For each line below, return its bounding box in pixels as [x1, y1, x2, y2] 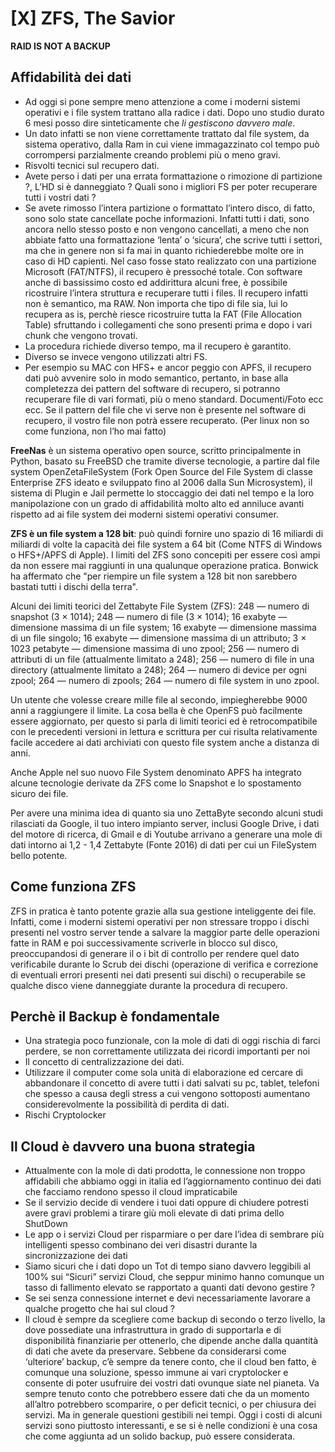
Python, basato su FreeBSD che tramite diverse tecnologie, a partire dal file [10, 455, 320, 467]
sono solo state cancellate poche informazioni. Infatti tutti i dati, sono [24, 212, 310, 224]
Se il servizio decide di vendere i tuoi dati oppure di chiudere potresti [24, 1197, 309, 1209]
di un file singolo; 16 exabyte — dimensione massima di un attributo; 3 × [10, 632, 307, 644]
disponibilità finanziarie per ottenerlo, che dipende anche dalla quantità [24, 1335, 319, 1347]
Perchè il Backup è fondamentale [10, 1008, 220, 1025]
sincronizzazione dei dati [24, 1250, 128, 1262]
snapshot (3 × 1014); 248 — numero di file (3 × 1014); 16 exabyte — [10, 610, 288, 622]
